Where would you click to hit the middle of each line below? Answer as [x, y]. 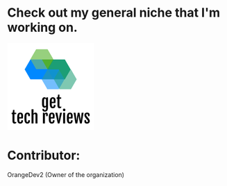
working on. [42, 27]
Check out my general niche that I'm [114, 13]
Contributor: [44, 156]
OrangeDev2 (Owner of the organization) [66, 174]
